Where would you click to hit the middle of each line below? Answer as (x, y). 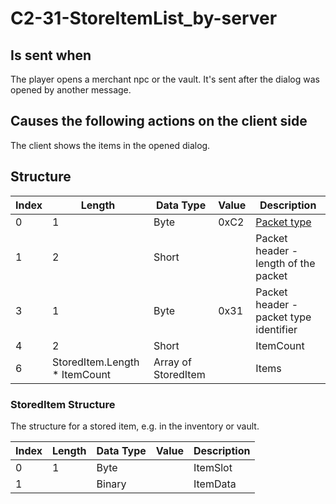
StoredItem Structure (63, 404)
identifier (276, 329)
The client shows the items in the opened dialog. (110, 145)
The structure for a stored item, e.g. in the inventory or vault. (135, 426)
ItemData (215, 484)
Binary (111, 484)
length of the (285, 263)
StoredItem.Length (96, 362)
